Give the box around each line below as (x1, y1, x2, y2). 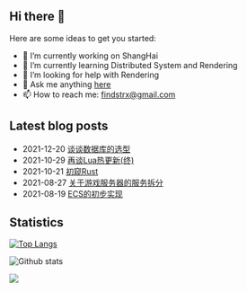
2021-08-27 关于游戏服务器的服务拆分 (22, 177, 163, 188)
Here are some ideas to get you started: (9, 32, 157, 43)
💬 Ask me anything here (22, 78, 111, 90)
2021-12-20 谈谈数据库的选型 (22, 143, 131, 154)
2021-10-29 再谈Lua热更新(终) (22, 155, 135, 165)
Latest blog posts (9, 119, 109, 134)
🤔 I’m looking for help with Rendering (22, 69, 160, 80)
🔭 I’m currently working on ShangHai (22, 50, 159, 61)
